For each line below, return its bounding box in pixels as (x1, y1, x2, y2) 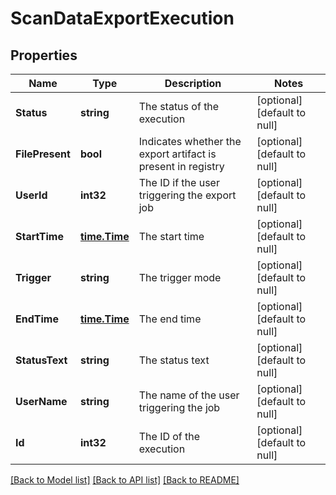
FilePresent (15, 147, 71, 161)
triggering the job (138, 401, 221, 414)
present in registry (138, 160, 225, 173)
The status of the (138, 100, 220, 113)
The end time (138, 312, 202, 326)
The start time (138, 230, 205, 243)
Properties (10, 47, 78, 64)
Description (164, 77, 222, 90)
